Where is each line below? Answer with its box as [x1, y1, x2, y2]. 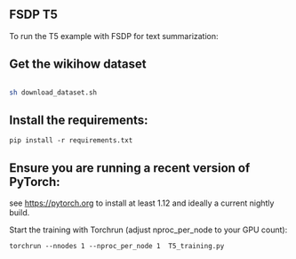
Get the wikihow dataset [9, 57, 147, 72]
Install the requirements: [9, 112, 148, 127]
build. [9, 207, 30, 218]
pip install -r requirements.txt [9, 136, 133, 145]
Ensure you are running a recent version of [9, 160, 251, 175]
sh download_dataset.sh [9, 88, 98, 97]
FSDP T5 [9, 7, 58, 22]
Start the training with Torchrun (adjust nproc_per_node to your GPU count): [9, 224, 288, 235]
